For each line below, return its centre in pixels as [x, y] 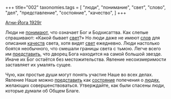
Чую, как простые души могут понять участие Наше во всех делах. [79, 75]
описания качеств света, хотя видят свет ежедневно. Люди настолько [82, 43]
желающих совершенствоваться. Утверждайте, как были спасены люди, [85, 85]
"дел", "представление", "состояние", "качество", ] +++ [66, 13]
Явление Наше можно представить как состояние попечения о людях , [83, 80]
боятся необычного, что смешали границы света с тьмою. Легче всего [83, 48]
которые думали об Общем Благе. [43, 91]
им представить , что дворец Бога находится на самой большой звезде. [84, 54]
